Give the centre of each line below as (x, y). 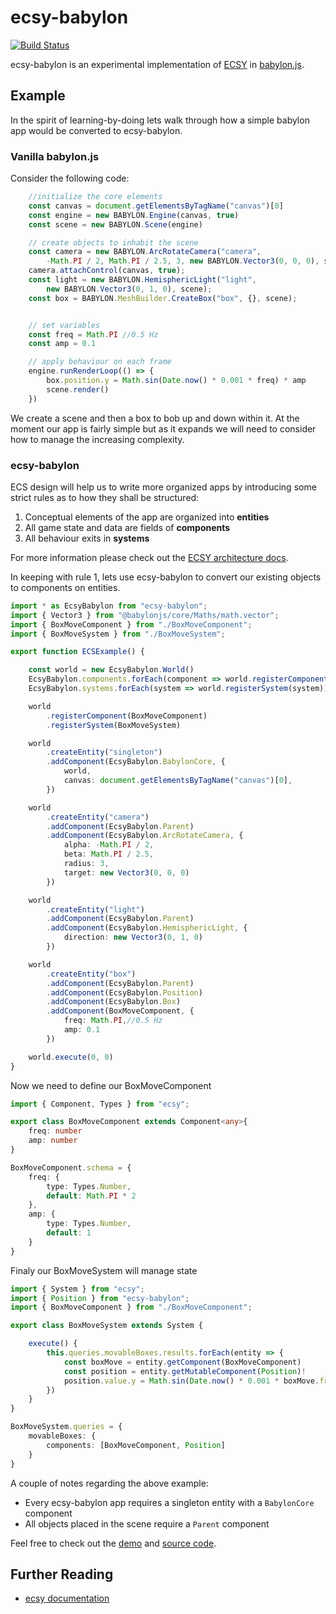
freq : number (55, 1131)
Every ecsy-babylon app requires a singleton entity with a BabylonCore (169, 1502)
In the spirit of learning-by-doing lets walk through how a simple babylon (160, 120)
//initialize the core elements (95, 197)
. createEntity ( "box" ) (91, 974)
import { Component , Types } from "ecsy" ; (100, 1104)
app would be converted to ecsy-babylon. (96, 130)
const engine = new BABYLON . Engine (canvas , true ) (134, 215)
